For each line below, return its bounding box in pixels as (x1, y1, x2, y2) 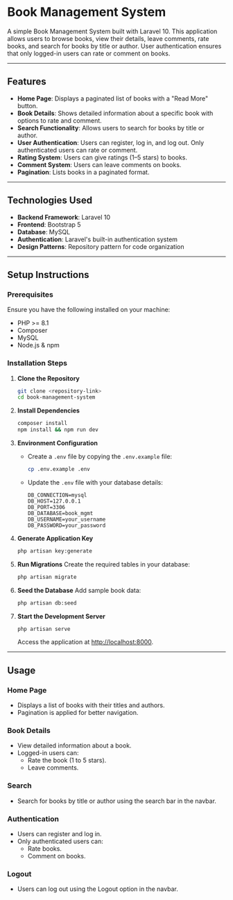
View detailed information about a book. (17, 741, 132, 750)
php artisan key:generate (17, 547, 92, 555)
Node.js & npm (17, 341, 60, 349)
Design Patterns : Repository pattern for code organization (17, 242, 184, 250)
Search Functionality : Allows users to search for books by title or (17, 123, 205, 132)
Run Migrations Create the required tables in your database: (17, 560, 191, 569)
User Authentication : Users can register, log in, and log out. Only (17, 138, 205, 146)
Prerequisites (7, 289, 53, 299)
